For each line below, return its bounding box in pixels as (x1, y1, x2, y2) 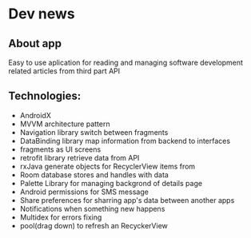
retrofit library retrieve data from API (19, 153, 140, 162)
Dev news (8, 5, 76, 23)
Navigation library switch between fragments (19, 127, 169, 137)
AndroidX (19, 110, 52, 120)
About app (8, 37, 62, 50)
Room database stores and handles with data (19, 169, 169, 180)
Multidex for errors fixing (19, 212, 102, 222)
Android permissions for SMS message (19, 187, 149, 196)
